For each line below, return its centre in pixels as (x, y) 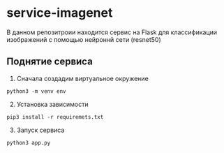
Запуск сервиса (40, 130)
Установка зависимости (52, 104)
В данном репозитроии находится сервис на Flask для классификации (112, 32)
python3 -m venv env (37, 91)
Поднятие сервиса (50, 62)
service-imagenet (60, 13)
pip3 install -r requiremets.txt (55, 117)
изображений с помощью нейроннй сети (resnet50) (84, 39)
